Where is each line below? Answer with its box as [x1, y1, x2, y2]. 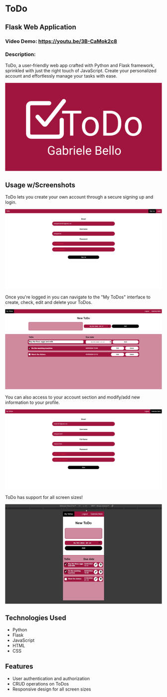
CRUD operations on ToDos [12, 681, 69, 687]
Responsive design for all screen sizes [12, 686, 91, 692]
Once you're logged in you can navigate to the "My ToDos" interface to [5, 294, 151, 300]
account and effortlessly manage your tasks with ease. [5, 73, 118, 79]
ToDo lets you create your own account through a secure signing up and [5, 194, 154, 200]
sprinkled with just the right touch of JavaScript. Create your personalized [5, 68, 157, 74]
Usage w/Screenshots [5, 181, 76, 189]
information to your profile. [5, 399, 60, 405]
